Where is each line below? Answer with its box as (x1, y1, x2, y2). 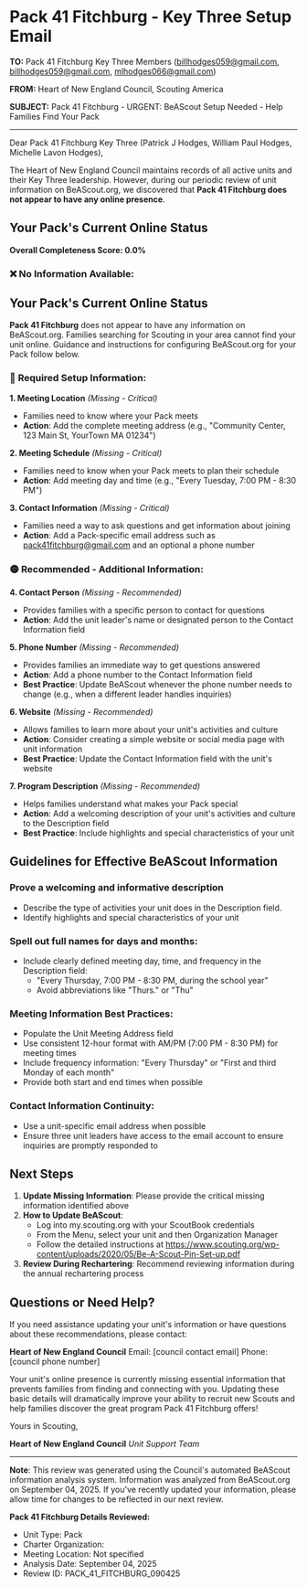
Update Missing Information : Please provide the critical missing (22, 1190, 265, 1201)
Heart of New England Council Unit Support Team (9, 1438, 200, 1450)
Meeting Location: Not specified (22, 1549, 144, 1560)
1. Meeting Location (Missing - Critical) (9, 392, 158, 403)
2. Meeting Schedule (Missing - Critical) (9, 447, 163, 458)
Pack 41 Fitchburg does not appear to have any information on (9, 320, 246, 331)
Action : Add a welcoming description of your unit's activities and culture (22, 808, 296, 819)
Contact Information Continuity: (9, 1100, 155, 1113)
